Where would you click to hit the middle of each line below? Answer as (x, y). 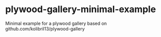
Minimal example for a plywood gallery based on (56, 23)
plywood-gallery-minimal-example (81, 9)
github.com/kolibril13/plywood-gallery (45, 28)
